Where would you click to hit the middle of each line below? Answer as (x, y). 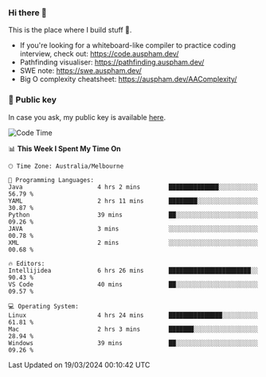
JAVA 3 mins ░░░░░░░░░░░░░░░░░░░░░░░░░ (133, 229)
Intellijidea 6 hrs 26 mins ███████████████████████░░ (133, 270)
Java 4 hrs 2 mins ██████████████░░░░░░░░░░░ (133, 187)
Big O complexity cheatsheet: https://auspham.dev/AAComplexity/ (128, 80)
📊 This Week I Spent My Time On (65, 148)
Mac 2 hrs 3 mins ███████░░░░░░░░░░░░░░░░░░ (133, 329)
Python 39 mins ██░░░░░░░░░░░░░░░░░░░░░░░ (133, 215)
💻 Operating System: (44, 306)
